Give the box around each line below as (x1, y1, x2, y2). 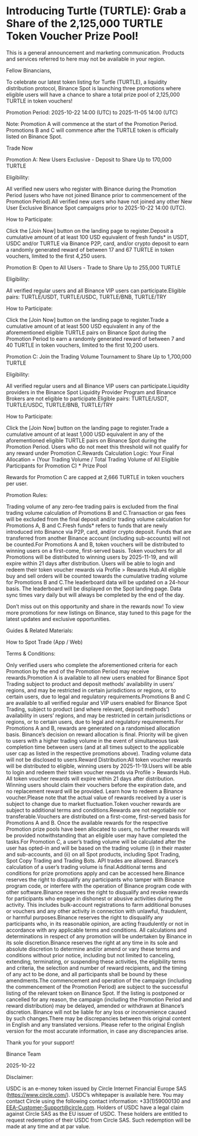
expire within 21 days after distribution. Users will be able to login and (6, 559, 176, 567)
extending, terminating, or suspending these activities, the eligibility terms (6, 958, 186, 965)
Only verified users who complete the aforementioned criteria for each (6, 661, 178, 669)
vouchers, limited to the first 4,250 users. (6, 252, 107, 260)
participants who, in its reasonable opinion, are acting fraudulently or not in (6, 920, 189, 927)
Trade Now (6, 144, 34, 151)
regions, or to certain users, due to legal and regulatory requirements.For (6, 718, 184, 725)
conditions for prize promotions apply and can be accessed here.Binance (6, 869, 185, 876)
